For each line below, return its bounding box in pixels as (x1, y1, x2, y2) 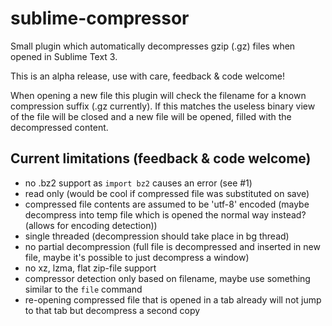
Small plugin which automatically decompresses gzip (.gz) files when (10, 40, 296, 52)
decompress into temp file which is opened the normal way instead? (24, 208, 307, 221)
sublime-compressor (10, 7, 190, 30)
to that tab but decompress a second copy (24, 304, 201, 316)
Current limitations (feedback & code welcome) (10, 150, 312, 167)
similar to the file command (24, 283, 143, 295)
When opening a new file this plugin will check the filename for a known (10, 89, 307, 101)
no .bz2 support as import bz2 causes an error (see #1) (24, 177, 253, 189)
